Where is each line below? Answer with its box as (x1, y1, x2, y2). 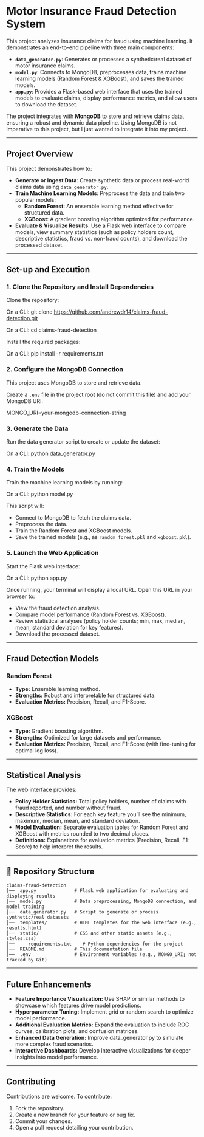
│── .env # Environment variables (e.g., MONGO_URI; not (6, 952, 197, 958)
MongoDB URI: (6, 397, 44, 405)
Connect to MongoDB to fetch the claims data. (15, 514, 132, 521)
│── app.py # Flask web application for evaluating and (6, 888, 189, 894)
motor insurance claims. (15, 62, 76, 69)
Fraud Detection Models (6, 653, 99, 664)
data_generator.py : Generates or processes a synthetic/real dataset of (15, 55, 192, 63)
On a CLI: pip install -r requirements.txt (6, 350, 104, 357)
